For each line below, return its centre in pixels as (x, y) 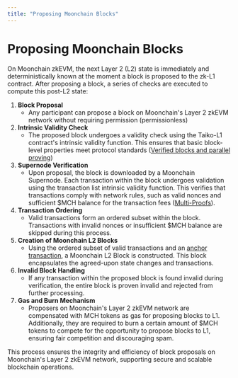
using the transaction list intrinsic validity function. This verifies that (127, 188)
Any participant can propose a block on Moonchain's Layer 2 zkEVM (128, 112)
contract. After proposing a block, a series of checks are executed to (108, 84)
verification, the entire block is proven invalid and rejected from (121, 285)
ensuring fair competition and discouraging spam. (101, 338)
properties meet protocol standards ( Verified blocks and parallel (137, 150)
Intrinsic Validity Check (53, 127)
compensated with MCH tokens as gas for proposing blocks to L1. (124, 315)
